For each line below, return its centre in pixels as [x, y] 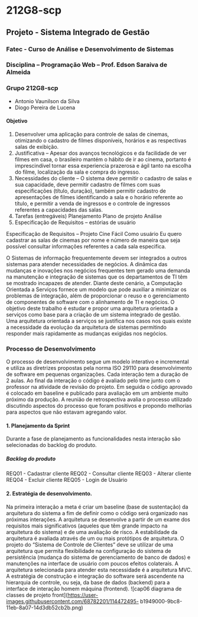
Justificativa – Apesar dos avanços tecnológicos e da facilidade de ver [100, 153]
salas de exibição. [37, 146]
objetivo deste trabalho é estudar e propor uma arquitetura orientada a [92, 308]
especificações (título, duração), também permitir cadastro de [90, 191]
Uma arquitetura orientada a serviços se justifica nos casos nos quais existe [99, 321]
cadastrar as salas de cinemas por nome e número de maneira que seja [93, 240]
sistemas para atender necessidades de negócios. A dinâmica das [87, 264]
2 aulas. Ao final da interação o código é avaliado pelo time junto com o [93, 381]
